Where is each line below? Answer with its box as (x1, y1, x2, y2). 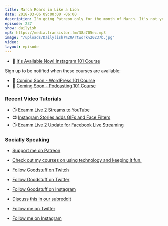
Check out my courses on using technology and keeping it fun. (12, 157, 142, 163)
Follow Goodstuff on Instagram (12, 186, 76, 192)
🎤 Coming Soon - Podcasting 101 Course (12, 83, 96, 89)
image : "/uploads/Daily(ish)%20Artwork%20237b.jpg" (5, 35, 115, 40)
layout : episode (5, 44, 39, 49)
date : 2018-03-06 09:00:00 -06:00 (5, 12, 77, 17)
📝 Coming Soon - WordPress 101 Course (12, 77, 96, 83)
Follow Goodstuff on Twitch (12, 167, 69, 173)
